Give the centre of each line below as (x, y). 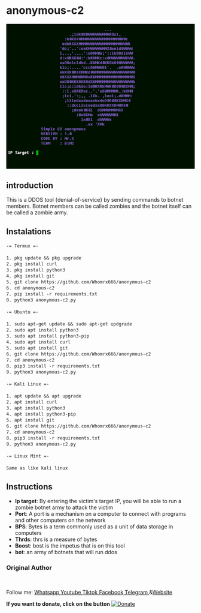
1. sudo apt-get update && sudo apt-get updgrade (69, 324)
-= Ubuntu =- (22, 312)
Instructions (29, 487)
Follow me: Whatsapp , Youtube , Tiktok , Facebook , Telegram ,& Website (89, 593)
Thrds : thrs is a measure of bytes (56, 539)
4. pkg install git (31, 276)
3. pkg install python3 (36, 270)
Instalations (29, 231)
